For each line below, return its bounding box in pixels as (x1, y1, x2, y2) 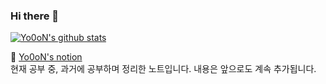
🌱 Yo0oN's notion (10, 51, 83, 63)
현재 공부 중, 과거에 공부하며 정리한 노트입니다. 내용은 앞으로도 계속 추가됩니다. (10, 63, 317, 75)
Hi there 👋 (10, 9, 60, 23)
